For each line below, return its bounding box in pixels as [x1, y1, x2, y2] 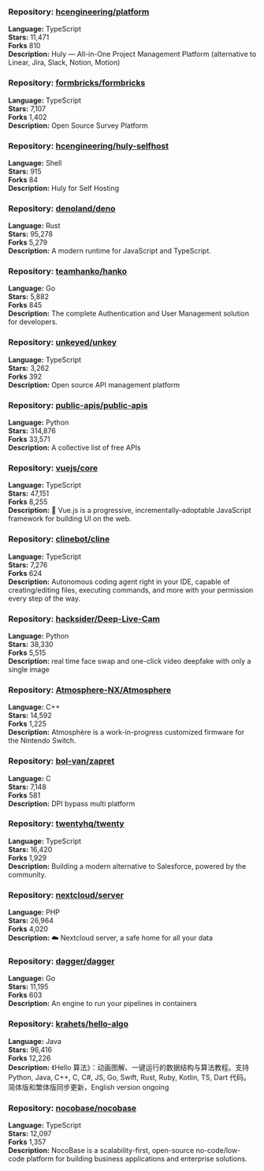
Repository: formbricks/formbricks [8, 77, 146, 88]
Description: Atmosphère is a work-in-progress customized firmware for [8, 728, 245, 737]
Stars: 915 [8, 166, 42, 176]
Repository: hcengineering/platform [8, 6, 150, 17]
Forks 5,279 [8, 238, 48, 247]
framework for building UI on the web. [8, 514, 132, 523]
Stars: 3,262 [8, 363, 50, 372]
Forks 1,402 [8, 112, 47, 122]
